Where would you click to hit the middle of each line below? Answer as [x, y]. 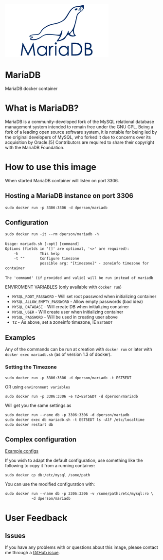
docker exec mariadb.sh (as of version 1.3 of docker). [58, 354]
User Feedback [36, 518]
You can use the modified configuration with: [50, 484]
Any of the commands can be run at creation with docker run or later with [79, 350]
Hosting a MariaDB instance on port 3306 [69, 196]
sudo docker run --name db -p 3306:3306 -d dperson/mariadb [67, 415]
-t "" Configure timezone [46, 259]
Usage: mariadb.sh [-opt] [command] [42, 244]
